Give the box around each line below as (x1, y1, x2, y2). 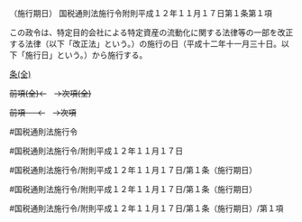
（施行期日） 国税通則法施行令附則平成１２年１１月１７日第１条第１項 (9, 8, 272, 18)
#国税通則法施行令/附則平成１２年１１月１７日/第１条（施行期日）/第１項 (9, 203, 284, 214)
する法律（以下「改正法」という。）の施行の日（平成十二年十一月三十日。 (9, 39, 282, 49)
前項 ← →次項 (9, 107, 77, 117)
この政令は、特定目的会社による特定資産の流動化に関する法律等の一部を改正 (9, 27, 294, 38)
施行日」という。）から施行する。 (24, 50, 148, 60)
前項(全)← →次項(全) (9, 88, 92, 98)
